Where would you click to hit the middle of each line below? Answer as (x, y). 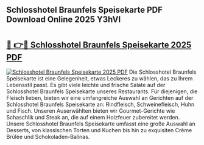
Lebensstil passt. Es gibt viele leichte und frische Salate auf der (86, 85)
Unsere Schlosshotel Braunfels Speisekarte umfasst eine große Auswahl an (101, 124)
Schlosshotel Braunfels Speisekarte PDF (85, 10)
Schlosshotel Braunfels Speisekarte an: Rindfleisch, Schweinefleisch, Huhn (100, 104)
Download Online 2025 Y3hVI (64, 20)
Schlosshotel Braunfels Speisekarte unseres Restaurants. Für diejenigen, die (102, 91)
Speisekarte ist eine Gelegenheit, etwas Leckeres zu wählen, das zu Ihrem (100, 78)
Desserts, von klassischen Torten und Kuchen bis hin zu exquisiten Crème (99, 130)
